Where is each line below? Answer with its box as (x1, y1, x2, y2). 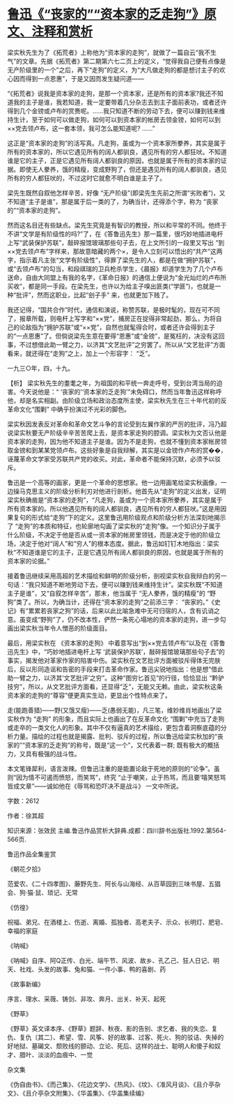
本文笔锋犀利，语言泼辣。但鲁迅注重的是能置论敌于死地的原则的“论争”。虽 (7, 764, 221, 773)
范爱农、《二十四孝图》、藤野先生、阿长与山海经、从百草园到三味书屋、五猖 (7, 879, 221, 888)
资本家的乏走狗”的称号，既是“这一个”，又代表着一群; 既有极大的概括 (24, 740, 219, 749)
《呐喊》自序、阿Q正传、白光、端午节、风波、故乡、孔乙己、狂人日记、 (7, 956, 214, 964)
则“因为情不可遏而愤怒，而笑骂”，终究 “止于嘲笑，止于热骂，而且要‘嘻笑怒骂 (7, 773, 226, 782)
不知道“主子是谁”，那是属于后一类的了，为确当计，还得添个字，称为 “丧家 (7, 197, 219, 206)
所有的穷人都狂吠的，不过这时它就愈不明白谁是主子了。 (7, 174, 166, 182)
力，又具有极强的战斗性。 (7, 749, 81, 758)
